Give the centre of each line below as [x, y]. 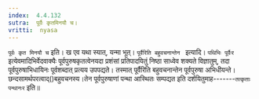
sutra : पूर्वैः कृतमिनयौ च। [43, 23]
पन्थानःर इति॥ [24, 88]
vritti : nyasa [33, 30]
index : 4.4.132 [35, 15]
